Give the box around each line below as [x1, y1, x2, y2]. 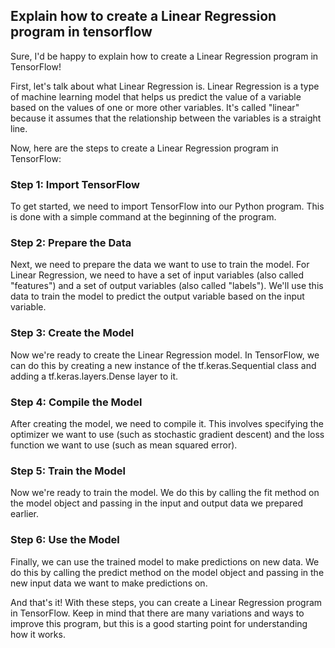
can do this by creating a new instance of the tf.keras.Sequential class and [10, 359, 317, 371]
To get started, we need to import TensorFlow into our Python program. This [10, 200, 325, 213]
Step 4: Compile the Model [10, 395, 143, 409]
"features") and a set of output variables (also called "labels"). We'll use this [10, 280, 324, 292]
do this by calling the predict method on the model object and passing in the [10, 566, 325, 578]
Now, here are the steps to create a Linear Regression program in [10, 142, 279, 154]
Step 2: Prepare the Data [10, 236, 132, 250]
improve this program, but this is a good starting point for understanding [10, 617, 308, 629]
